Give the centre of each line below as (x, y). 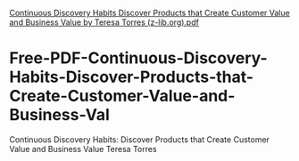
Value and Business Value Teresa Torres (83, 149)
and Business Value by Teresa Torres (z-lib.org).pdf (104, 22)
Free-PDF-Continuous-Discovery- (138, 58)
